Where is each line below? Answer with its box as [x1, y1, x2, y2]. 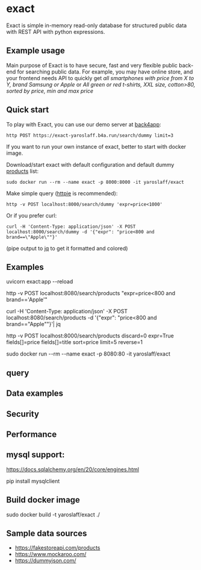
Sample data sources [6, 528, 87, 538]
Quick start [6, 105, 49, 115]
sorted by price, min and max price [6, 87, 93, 95]
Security [6, 409, 39, 419]
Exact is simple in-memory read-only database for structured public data [6, 22, 187, 29]
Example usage [6, 46, 65, 56]
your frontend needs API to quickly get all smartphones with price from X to [6, 74, 194, 81]
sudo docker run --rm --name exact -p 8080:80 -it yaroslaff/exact [6, 350, 170, 357]
